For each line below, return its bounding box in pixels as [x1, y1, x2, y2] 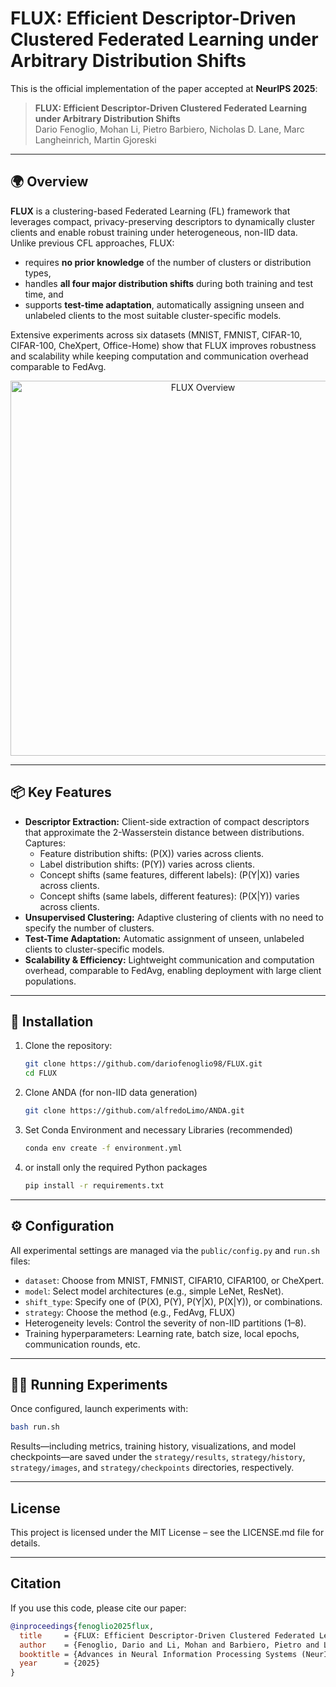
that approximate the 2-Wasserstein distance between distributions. [24, 826, 305, 838]
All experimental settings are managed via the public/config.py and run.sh [10, 1244, 320, 1256]
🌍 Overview [10, 173, 89, 191]
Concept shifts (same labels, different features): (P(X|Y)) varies [39, 890, 300, 902]
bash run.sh [10, 1422, 60, 1432]
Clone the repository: [24, 1040, 113, 1052]
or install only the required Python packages [24, 1161, 208, 1173]
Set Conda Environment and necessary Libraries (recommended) [24, 1124, 293, 1136]
